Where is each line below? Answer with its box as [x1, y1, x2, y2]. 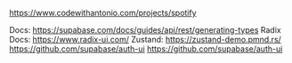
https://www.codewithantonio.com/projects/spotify [9, 8, 198, 18]
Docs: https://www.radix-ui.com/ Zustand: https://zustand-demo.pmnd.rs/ [9, 35, 282, 44]
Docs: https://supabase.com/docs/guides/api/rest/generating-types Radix [9, 25, 282, 35]
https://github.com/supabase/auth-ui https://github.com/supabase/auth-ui [9, 43, 283, 54]
